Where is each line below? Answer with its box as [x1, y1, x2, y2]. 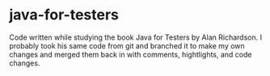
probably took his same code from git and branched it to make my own [9, 40, 245, 50]
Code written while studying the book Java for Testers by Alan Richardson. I [9, 32, 262, 42]
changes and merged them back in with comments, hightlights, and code [9, 49, 252, 59]
